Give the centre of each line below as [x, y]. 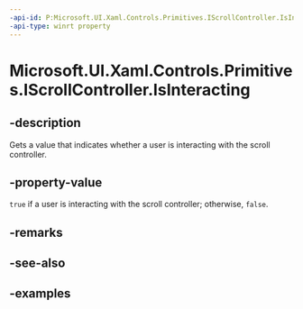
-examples [40, 294]
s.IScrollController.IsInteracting [130, 90]
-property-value [56, 182]
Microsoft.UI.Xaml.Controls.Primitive [151, 71]
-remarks [36, 232]
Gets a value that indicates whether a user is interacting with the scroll [140, 144]
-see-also [37, 264]
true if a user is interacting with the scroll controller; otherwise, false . [139, 204]
